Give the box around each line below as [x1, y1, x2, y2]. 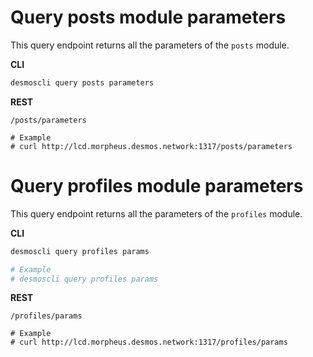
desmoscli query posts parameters [10, 77, 155, 88]
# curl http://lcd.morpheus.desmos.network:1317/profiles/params [10, 337, 288, 348]
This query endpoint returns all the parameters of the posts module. [10, 39, 290, 51]
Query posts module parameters [10, 6, 287, 29]
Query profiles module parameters [10, 175, 304, 197]
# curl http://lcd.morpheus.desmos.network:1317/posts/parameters [10, 141, 293, 151]
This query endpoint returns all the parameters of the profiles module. [10, 207, 303, 220]
